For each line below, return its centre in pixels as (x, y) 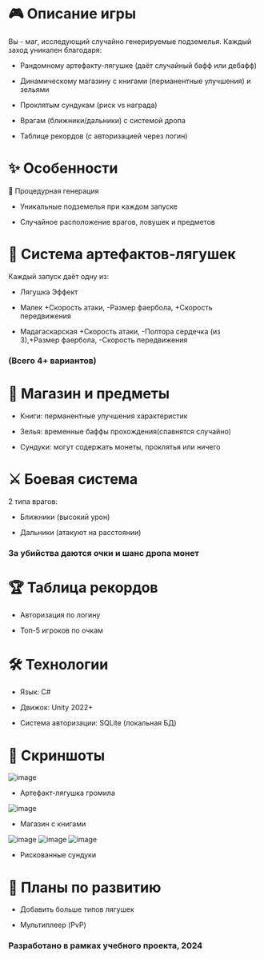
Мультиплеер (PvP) (53, 925)
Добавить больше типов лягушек (77, 909)
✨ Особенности (63, 168)
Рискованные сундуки (58, 855)
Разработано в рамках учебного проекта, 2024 (106, 945)
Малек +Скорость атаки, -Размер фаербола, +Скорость (116, 307)
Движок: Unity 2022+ (56, 708)
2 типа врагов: (33, 501)
